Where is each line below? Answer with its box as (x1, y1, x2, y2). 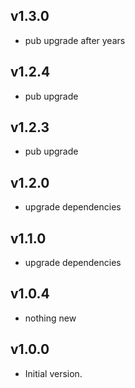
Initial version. (24, 367, 83, 379)
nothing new (24, 312, 77, 324)
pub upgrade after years (24, 34, 126, 46)
